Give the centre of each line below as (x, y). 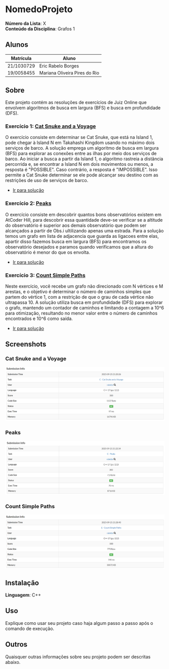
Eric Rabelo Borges (59, 66)
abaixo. (13, 662)
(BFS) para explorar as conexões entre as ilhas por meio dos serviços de (81, 154)
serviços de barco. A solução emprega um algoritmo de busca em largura (82, 148)
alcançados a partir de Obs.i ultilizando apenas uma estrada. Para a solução (85, 231)
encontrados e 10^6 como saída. (39, 319)
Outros (16, 644)
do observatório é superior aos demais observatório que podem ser (76, 225)
